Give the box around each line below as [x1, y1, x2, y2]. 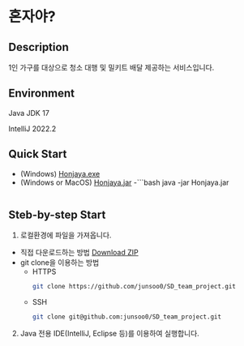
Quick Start [8, 147, 67, 161]
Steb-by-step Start [8, 208, 106, 222]
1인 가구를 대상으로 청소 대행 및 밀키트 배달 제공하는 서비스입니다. [8, 62, 215, 72]
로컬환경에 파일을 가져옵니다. [19, 230, 112, 240]
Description [8, 40, 69, 53]
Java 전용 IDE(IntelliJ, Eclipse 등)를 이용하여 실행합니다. [19, 329, 200, 339]
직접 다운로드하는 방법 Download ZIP [19, 248, 139, 258]
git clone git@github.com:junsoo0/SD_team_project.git [32, 313, 221, 321]
